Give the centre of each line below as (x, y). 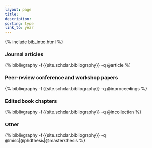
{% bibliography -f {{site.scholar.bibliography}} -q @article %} (68, 65)
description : (18, 19)
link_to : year (20, 28)
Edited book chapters (31, 101)
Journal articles (24, 54)
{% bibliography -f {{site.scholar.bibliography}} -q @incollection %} (73, 112)
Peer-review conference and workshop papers (62, 78)
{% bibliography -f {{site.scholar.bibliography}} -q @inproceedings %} (76, 88)
